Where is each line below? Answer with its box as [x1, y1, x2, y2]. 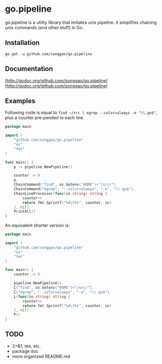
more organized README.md [12, 353, 70, 359]
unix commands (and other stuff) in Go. [5, 24, 84, 30]
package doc [12, 348, 39, 354]
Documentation [5, 65, 53, 73]
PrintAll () [14, 209, 36, 214]
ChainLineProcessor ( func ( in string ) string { [14, 191, 108, 196]
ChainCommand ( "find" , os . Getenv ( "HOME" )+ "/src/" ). [14, 182, 118, 187]
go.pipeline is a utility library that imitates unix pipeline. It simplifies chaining [5, 19, 157, 25]
